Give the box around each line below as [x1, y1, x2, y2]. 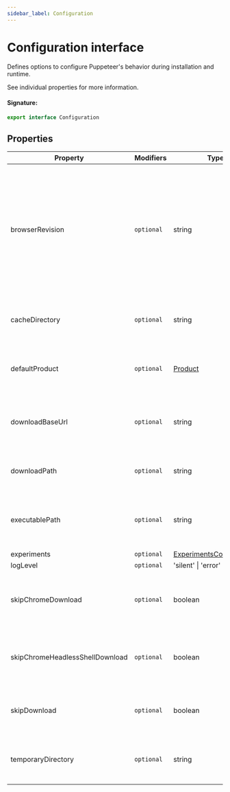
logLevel [10, 561, 38, 570]
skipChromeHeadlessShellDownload [10, 653, 128, 662]
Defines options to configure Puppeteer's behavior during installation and [7, 63, 214, 71]
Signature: [7, 99, 38, 107]
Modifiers [134, 153, 167, 163]
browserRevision [10, 225, 65, 234]
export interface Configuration [7, 114, 99, 121]
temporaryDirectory [10, 755, 74, 765]
